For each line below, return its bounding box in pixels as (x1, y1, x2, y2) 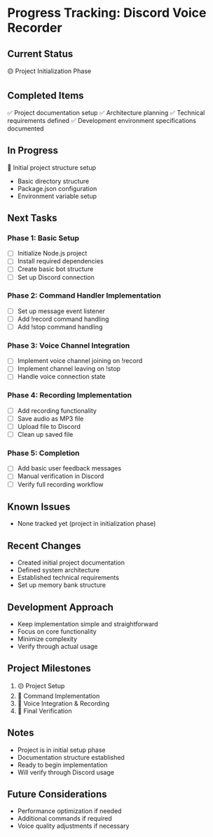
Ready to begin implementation (17, 760, 108, 769)
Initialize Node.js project (17, 249, 88, 258)
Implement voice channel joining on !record (17, 357, 143, 365)
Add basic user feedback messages (17, 464, 121, 473)
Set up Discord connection (17, 272, 95, 282)
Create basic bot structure (17, 265, 94, 273)
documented (7, 124, 44, 133)
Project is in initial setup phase (17, 746, 106, 754)
